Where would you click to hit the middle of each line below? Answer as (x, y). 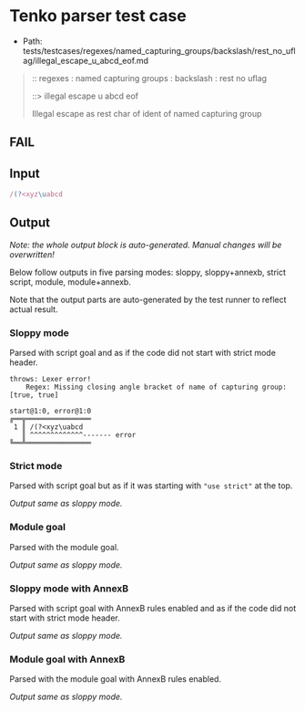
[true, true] (34, 395)
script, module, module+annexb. (71, 282)
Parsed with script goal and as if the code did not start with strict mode (142, 353)
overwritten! (32, 254)
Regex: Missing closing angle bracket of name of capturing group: (156, 387)
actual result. (34, 309)
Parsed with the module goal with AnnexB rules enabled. (115, 679)
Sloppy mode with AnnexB (69, 588)
